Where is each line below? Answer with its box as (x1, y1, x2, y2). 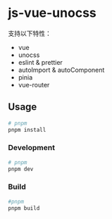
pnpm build (8, 204, 40, 212)
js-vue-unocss (8, 5, 97, 21)
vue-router (18, 80, 50, 89)
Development (8, 143, 56, 153)
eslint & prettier (18, 58, 63, 66)
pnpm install (8, 126, 46, 133)
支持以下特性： (8, 29, 51, 37)
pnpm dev (8, 165, 34, 173)
